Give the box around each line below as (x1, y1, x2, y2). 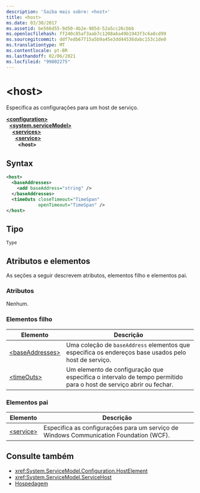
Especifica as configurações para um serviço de (43, 423, 179, 432)
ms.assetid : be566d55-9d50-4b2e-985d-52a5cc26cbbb (6, 25, 135, 32)
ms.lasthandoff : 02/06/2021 (6, 53, 76, 59)
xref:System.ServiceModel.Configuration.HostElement (14, 467, 148, 474)
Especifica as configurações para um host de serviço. (6, 104, 139, 111)
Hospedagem (14, 480, 49, 487)
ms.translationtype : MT (6, 42, 65, 48)
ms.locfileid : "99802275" (6, 58, 70, 64)
